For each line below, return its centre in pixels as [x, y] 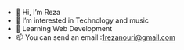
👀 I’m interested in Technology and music [82, 20]
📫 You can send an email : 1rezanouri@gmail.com [96, 37]
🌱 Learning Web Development [64, 29]
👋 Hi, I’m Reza [38, 12]
